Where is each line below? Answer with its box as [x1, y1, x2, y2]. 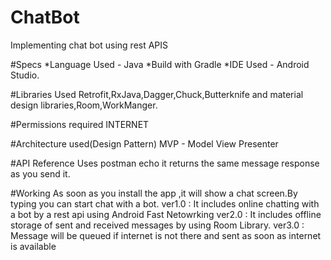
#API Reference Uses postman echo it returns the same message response [10, 157, 320, 169]
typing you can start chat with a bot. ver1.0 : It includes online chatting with [10, 197, 320, 210]
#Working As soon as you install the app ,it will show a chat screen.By [10, 187, 298, 199]
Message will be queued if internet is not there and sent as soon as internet [10, 229, 322, 241]
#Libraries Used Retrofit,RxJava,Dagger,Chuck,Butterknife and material [10, 88, 304, 100]
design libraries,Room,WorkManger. [10, 99, 158, 111]
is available [10, 240, 57, 252]
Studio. [10, 69, 40, 81]
